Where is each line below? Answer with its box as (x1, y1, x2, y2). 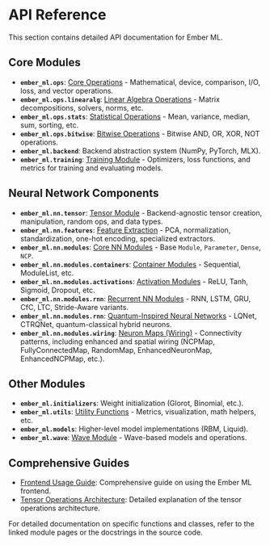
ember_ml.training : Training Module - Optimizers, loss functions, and (19, 154, 251, 164)
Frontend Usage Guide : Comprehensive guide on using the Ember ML (19, 478, 252, 488)
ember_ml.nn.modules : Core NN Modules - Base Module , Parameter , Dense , (19, 242, 261, 252)
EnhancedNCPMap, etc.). (19, 354, 105, 363)
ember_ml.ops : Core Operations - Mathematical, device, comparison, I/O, (19, 77, 261, 86)
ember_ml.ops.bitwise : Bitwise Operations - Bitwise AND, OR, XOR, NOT (19, 128, 260, 138)
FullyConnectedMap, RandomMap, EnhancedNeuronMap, (19, 345, 213, 354)
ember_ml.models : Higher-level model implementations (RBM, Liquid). (19, 424, 249, 434)
